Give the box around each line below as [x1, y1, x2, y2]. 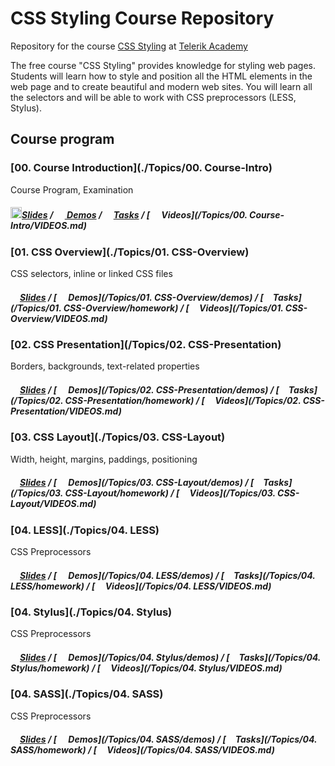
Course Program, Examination [10, 183, 134, 196]
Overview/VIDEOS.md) [10, 312, 108, 324]
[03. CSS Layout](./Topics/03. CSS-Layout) [10, 430, 226, 444]
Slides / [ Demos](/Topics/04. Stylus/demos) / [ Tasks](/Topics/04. [19, 651, 322, 663]
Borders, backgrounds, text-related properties [10, 360, 200, 372]
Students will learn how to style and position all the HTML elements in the [10, 70, 313, 82]
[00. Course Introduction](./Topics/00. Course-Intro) [10, 161, 273, 175]
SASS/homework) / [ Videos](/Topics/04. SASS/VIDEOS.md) [10, 744, 275, 756]
